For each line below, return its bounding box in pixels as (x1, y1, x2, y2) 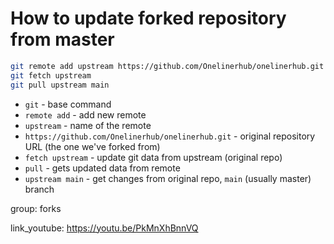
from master (10, 28, 115, 51)
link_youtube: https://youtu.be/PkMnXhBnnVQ (10, 222, 199, 234)
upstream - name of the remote (24, 119, 152, 131)
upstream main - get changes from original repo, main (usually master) (24, 172, 312, 184)
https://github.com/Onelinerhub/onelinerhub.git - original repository (24, 130, 316, 142)
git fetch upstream (10, 70, 92, 81)
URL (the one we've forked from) (24, 140, 161, 152)
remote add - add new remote (24, 108, 147, 121)
